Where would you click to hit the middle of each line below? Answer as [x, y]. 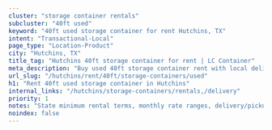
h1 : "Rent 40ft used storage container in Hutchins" [99, 83]
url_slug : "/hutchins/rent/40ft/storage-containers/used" [108, 76]
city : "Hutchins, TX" [45, 53]
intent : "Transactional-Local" [61, 38]
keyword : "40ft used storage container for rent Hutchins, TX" [117, 31]
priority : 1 [28, 99]
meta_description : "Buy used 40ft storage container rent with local [128, 69]
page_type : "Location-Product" [61, 46]
